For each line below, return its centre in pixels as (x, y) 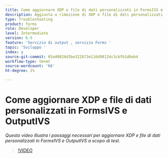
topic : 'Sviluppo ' (26, 47)
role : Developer (22, 29)
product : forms (21, 24)
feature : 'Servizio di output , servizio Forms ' (58, 43)
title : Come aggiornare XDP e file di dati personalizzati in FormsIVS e (84, 10)
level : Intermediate (27, 33)
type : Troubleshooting (29, 19)
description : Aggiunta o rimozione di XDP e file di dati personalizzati (84, 15)
